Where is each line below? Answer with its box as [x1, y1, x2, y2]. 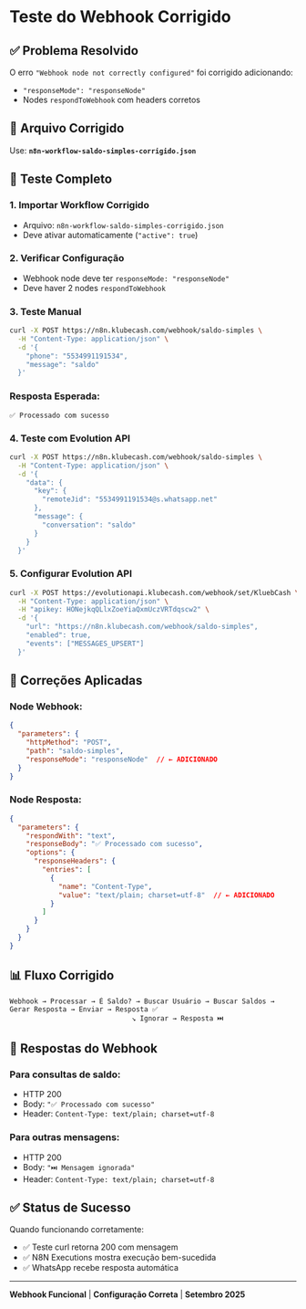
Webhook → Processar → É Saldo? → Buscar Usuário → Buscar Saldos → [9, 997, 275, 1006]
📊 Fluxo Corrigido [9, 968, 115, 983]
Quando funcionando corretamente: [9, 1224, 144, 1235]
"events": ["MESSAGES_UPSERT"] [25, 639, 145, 648]
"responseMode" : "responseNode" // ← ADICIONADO [25, 755, 219, 764]
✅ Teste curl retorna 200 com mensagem [22, 1241, 179, 1252]
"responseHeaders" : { [33, 856, 117, 866]
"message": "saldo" [25, 360, 100, 369]
